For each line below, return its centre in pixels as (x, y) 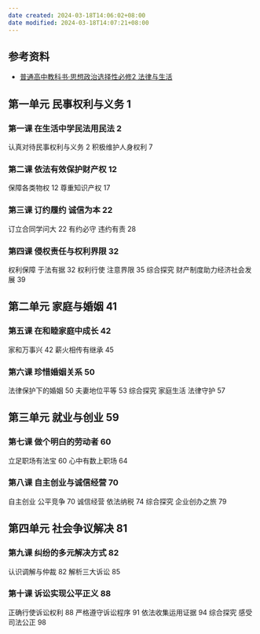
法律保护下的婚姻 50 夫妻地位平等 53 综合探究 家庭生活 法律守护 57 (117, 390)
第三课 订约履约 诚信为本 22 (60, 211)
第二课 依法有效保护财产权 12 (63, 169)
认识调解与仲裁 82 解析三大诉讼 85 (64, 571)
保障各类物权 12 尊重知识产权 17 (59, 188)
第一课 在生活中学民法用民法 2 (65, 128)
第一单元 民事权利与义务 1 (70, 104)
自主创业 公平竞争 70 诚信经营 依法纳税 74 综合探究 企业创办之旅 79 (117, 501)
